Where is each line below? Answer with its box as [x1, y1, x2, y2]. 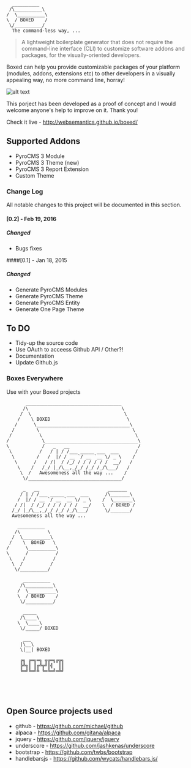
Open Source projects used [6, 706, 113, 717]
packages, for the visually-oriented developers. [21, 51, 141, 59]
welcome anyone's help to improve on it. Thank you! [6, 107, 138, 114]
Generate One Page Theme [15, 305, 84, 313]
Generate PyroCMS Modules [15, 286, 88, 293]
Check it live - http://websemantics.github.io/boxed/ [6, 118, 138, 126]
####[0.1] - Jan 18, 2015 [6, 256, 67, 264]
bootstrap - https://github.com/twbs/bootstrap [15, 748, 133, 756]
